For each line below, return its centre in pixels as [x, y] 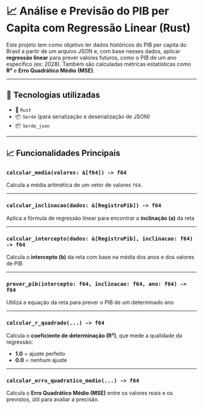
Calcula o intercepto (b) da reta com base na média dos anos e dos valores [100, 257]
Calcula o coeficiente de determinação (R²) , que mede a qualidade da [94, 335]
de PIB [14, 263]
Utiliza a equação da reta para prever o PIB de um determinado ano [90, 303]
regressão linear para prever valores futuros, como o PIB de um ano [92, 57]
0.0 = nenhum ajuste [41, 360]
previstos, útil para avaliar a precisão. [53, 399]
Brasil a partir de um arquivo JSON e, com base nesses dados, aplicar [93, 51]
